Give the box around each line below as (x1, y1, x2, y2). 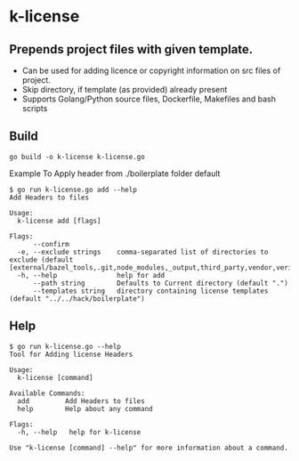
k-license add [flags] (17, 216, 101, 225)
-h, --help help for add (17, 271, 166, 279)
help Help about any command (17, 404, 153, 413)
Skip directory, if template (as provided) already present (21, 85, 228, 94)
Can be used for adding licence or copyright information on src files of (21, 65, 281, 76)
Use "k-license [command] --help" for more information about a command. (9, 443, 289, 452)
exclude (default (9, 255, 74, 264)
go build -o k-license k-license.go (9, 152, 145, 161)
